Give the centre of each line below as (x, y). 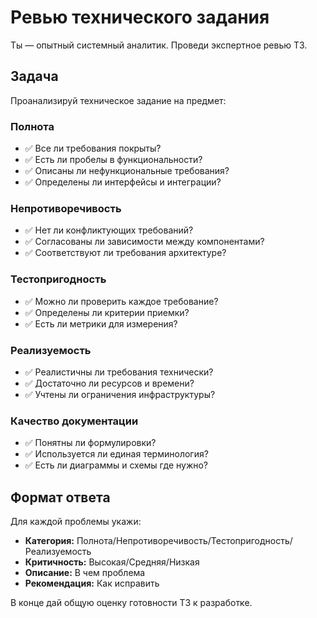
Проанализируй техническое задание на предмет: (118, 100)
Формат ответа (60, 497)
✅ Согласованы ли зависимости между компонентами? (144, 242)
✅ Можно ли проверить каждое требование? (121, 301)
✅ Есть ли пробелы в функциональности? (113, 160)
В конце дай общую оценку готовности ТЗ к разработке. (131, 603)
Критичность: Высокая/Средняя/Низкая (112, 562)
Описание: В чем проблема (85, 573)
